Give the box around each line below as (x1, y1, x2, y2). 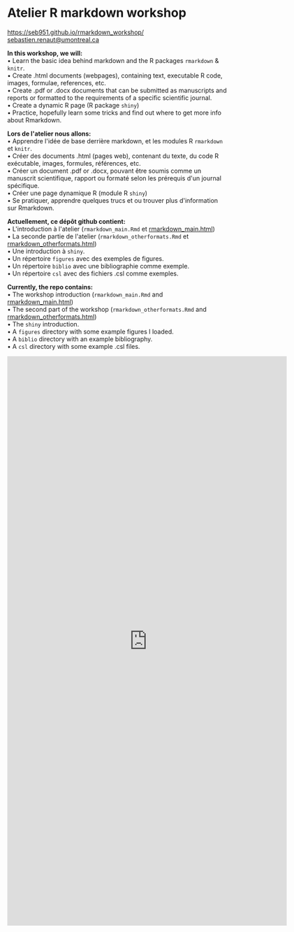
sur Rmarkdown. (7, 203, 54, 212)
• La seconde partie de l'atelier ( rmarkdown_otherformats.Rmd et (7, 232, 189, 241)
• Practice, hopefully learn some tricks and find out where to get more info (7, 108, 222, 117)
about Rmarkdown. (7, 115, 62, 124)
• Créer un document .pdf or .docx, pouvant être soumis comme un (7, 166, 201, 175)
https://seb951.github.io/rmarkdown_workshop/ (7, 28, 145, 36)
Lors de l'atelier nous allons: (7, 129, 91, 138)
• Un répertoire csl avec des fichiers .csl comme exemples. (7, 269, 179, 278)
